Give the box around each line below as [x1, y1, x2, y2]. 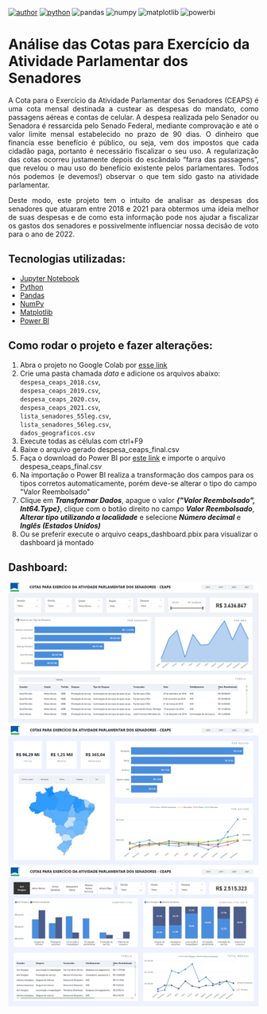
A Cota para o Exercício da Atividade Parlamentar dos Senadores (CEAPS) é [8, 96, 259, 105]
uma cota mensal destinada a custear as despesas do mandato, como [8, 103, 259, 113]
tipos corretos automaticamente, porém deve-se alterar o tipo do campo [19, 478, 257, 488]
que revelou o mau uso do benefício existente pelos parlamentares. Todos [8, 163, 259, 173]
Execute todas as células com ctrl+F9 [19, 436, 143, 446]
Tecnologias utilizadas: [8, 252, 126, 266]
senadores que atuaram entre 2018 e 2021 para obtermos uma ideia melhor [8, 204, 259, 213]
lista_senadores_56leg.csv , [19, 419, 111, 429]
